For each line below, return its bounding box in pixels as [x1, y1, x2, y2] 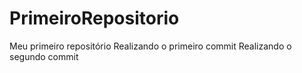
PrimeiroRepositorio [9, 7, 180, 30]
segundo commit [9, 50, 79, 62]
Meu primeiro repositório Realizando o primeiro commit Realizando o [9, 40, 292, 52]
